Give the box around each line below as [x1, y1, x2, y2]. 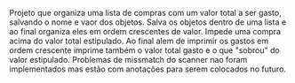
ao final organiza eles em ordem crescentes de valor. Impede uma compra [9, 26, 282, 36]
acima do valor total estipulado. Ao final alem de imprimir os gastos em [9, 35, 269, 46]
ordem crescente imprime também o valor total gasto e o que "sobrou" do [9, 45, 280, 56]
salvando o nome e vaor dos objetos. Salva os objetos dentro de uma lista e [9, 17, 287, 27]
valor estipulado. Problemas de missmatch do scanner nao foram [9, 55, 248, 64]
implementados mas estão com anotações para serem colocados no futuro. [9, 64, 287, 74]
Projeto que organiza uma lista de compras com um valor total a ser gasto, [9, 8, 282, 18]
